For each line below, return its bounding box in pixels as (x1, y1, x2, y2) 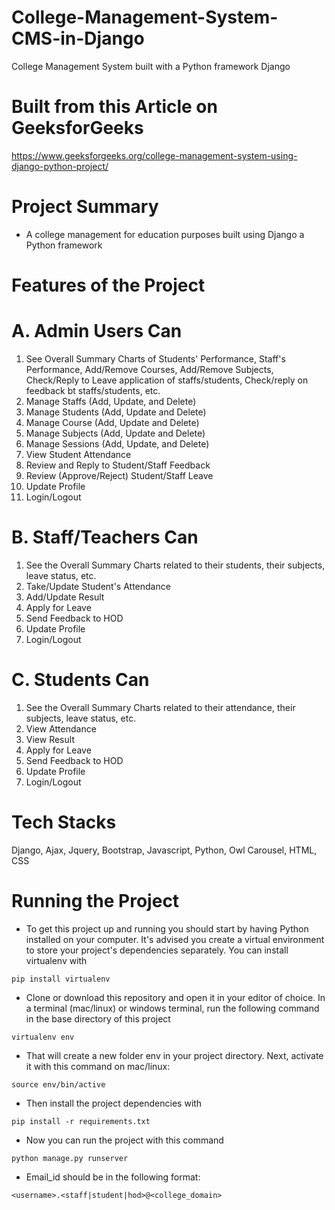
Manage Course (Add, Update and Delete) (25, 416, 200, 428)
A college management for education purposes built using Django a (25, 228, 305, 240)
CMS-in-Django (11, 27, 145, 50)
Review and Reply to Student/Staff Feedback (25, 459, 211, 471)
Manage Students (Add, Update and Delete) (25, 406, 207, 418)
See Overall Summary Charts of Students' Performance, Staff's (25, 352, 286, 365)
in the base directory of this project (25, 1012, 171, 1025)
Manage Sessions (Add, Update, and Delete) (25, 437, 210, 450)
